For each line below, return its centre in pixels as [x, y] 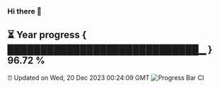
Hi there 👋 [25, 11]
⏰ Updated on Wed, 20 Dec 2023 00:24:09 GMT [79, 78]
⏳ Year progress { [47, 35]
